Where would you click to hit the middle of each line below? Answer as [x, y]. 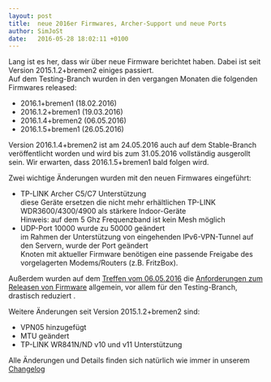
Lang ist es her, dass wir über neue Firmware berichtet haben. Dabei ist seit [135, 62]
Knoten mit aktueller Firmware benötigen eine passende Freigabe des [136, 254]
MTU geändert [45, 336]
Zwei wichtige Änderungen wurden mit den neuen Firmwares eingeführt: [130, 178]
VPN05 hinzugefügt [53, 328]
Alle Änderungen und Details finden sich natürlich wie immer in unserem [129, 360]
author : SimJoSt [36, 31]
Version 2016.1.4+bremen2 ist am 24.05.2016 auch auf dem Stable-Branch [133, 145]
